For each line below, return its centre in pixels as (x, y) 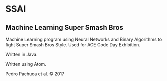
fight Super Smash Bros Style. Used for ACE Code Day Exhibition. (73, 45)
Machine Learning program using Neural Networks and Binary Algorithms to (84, 39)
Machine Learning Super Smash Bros (64, 27)
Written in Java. (21, 54)
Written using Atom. (26, 64)
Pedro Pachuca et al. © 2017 (35, 74)
